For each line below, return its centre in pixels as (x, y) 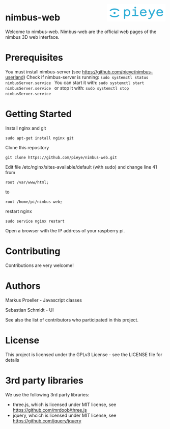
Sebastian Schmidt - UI (30, 310)
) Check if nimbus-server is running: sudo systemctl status (86, 77)
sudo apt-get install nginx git (39, 138)
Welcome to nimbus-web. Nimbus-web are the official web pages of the (81, 32)
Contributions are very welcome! (39, 265)
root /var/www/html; (27, 182)
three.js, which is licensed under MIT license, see (64, 405)
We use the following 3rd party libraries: (47, 394)
